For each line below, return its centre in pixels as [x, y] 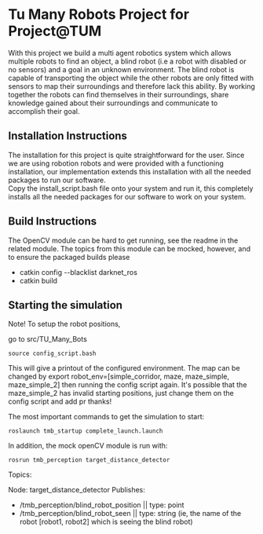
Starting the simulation [66, 305]
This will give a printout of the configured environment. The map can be [124, 368]
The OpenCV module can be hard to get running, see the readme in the [123, 240]
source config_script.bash [52, 354]
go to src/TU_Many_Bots [48, 339]
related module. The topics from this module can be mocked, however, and [130, 248]
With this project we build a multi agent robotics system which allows [120, 53]
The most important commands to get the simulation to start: [106, 417]
